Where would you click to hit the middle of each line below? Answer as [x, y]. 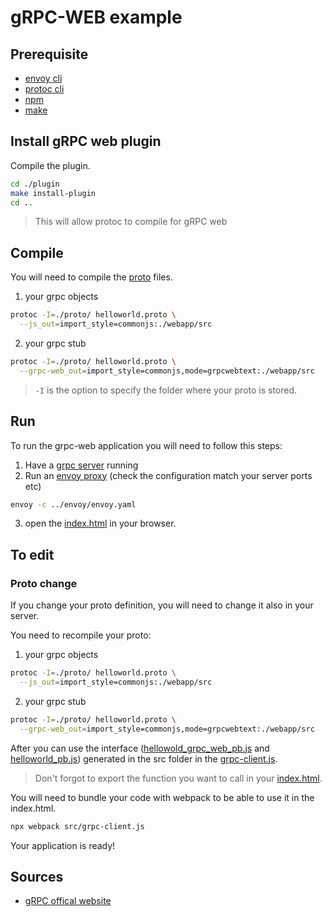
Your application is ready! [63, 845]
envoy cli [43, 78]
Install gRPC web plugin [86, 141]
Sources [37, 876]
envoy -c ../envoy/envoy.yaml [73, 504]
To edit [32, 554]
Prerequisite [49, 54]
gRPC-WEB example [96, 17]
